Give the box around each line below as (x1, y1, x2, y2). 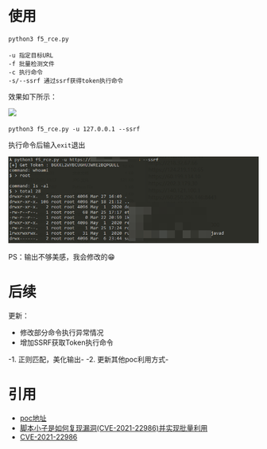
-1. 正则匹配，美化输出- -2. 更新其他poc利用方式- (8, 354, 169, 364)
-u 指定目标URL (8, 51, 54, 60)
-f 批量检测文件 (8, 60, 55, 68)
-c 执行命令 (8, 68, 44, 76)
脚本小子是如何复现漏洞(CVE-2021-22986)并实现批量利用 (19, 423, 208, 432)
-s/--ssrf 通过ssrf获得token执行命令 (8, 76, 124, 84)
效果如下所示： (8, 92, 57, 101)
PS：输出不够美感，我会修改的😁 (8, 252, 115, 261)
